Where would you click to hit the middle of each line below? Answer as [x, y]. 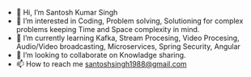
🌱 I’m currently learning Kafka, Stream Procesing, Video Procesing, [128, 38]
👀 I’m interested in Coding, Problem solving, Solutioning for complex [130, 21]
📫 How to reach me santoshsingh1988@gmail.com [102, 64]
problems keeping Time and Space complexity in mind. [108, 29]
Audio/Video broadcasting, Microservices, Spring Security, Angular [128, 47]
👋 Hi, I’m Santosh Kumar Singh [67, 12]
